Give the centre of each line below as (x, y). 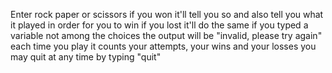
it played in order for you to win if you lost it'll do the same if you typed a (159, 25)
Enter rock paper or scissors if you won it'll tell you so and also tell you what (167, 14)
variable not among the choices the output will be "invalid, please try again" (166, 35)
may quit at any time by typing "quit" (86, 57)
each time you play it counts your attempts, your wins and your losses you (163, 46)
